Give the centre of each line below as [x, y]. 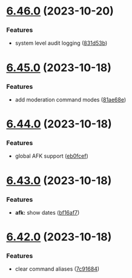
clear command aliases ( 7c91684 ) [57, 269]
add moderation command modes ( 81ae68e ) [71, 99]
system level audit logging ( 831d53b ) [61, 43]
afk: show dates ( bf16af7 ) [47, 212]
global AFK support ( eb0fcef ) [52, 156]
